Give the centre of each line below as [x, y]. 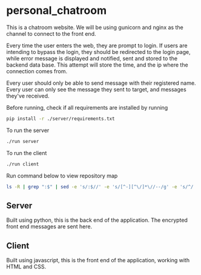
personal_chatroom [57, 11]
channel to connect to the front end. [51, 33]
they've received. [28, 96]
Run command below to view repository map [62, 176]
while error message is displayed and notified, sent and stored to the [92, 58]
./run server [23, 141]
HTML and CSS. [26, 267]
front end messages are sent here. [49, 227]
